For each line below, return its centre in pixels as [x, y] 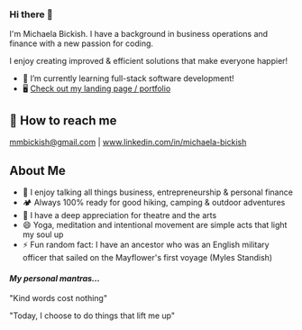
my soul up [43, 234]
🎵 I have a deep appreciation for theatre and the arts [119, 215]
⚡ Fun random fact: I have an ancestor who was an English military [146, 244]
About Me [37, 170]
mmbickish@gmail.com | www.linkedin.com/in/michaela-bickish [128, 142]
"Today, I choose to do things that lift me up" [92, 316]
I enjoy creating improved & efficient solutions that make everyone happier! [149, 61]
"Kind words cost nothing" [59, 298]
